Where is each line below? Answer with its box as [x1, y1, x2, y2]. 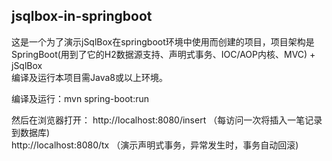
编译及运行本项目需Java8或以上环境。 [11, 71, 168, 83]
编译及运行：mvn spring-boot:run [11, 92, 149, 104]
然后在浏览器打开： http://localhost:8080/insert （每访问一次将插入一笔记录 [11, 114, 323, 126]
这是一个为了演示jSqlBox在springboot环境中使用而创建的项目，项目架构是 [11, 35, 315, 48]
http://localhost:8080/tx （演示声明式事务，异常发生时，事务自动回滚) [11, 139, 299, 151]
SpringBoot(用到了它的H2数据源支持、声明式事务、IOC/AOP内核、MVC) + [11, 48, 316, 60]
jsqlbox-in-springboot [11, 8, 153, 25]
